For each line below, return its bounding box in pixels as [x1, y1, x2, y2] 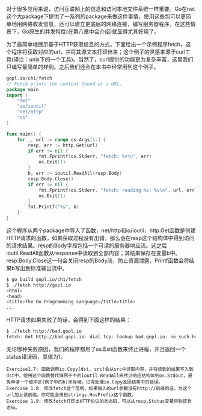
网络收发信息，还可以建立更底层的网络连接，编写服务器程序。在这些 [22, 20, 191, 27]
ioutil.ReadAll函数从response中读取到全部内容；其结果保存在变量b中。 [6, 249, 181, 256]
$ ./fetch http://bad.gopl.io [6, 328, 82, 335]
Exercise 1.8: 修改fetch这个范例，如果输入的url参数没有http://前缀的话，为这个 [6, 385, 192, 391]
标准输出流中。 [30, 264, 68, 271]
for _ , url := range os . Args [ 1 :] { [17, 136, 106, 143]
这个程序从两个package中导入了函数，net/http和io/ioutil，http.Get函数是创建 [6, 227, 196, 234]
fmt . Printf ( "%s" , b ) [28, 204, 79, 210]
